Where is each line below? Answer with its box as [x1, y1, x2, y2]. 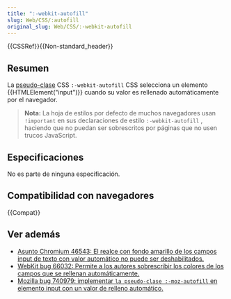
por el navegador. [7, 95, 58, 104]
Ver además [7, 229, 61, 241]
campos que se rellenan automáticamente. [17, 269, 140, 277]
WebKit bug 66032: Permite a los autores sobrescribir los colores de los [17, 261, 224, 270]
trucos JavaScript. [24, 131, 77, 140]
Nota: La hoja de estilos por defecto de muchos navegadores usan [24, 109, 216, 118]
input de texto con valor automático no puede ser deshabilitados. [17, 254, 205, 263]
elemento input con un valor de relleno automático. [17, 284, 164, 292]
